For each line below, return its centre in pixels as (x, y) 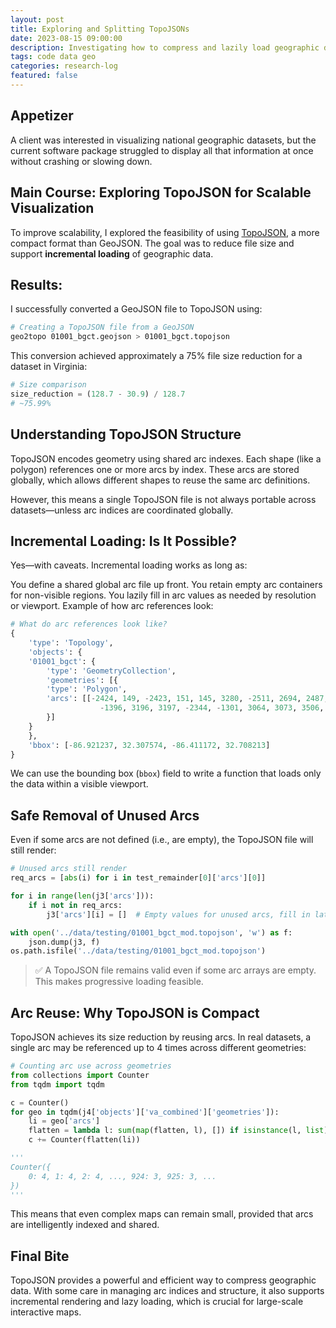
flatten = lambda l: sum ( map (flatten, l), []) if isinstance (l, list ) (178, 1131)
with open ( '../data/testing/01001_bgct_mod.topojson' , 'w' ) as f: (151, 932)
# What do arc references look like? (89, 624)
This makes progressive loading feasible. (119, 982)
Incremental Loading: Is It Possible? (123, 541)
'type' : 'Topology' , (71, 643)
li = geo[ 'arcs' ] (64, 1121)
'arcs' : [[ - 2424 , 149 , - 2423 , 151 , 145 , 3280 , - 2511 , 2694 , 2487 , (187, 699)
